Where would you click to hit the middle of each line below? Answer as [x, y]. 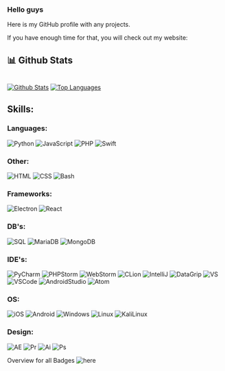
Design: [21, 332]
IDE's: [17, 259]
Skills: [21, 109]
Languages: [27, 128]
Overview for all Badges [41, 360]
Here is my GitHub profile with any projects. [69, 25]
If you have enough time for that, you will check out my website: [97, 38]
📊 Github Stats [40, 60]
